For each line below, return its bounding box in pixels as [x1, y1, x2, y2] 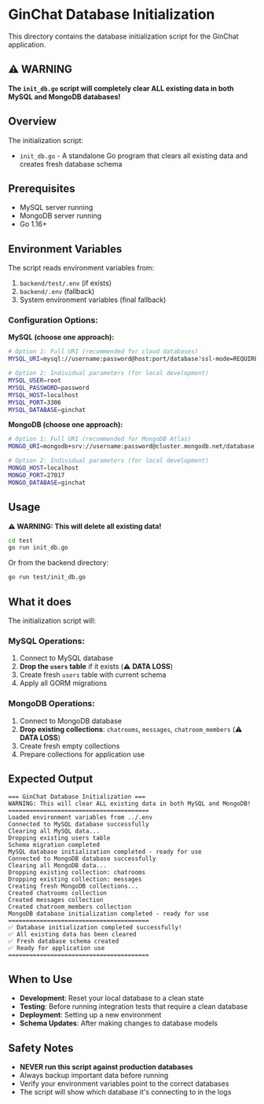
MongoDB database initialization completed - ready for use [8, 910, 210, 918]
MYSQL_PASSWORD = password [8, 384, 90, 392]
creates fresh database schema [19, 159, 123, 168]
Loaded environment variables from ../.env [8, 814, 153, 822]
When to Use [8, 973, 73, 986]
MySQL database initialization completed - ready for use [8, 848, 202, 856]
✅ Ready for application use [8, 944, 105, 952]
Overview [8, 115, 57, 128]
